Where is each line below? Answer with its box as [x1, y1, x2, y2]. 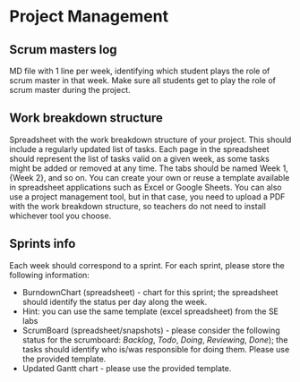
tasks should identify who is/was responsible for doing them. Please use [21, 344, 290, 354]
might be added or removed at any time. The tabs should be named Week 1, [9, 163, 288, 174]
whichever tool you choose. [9, 210, 112, 221]
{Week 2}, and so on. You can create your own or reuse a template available [9, 172, 290, 183]
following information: [9, 269, 90, 280]
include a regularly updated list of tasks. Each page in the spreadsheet [9, 143, 270, 154]
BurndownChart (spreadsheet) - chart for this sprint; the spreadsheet [21, 286, 279, 297]
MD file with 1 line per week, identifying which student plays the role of [9, 65, 270, 76]
